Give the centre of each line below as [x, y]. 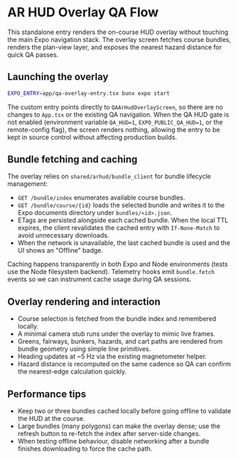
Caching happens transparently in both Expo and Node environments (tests [118, 264]
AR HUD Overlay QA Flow [83, 12]
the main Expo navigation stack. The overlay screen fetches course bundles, [119, 39]
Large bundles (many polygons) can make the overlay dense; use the [119, 426]
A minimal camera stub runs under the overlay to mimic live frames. [116, 334]
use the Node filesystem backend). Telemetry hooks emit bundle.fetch [111, 272]
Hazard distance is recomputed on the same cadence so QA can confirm [124, 364]
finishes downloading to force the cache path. [85, 449]
